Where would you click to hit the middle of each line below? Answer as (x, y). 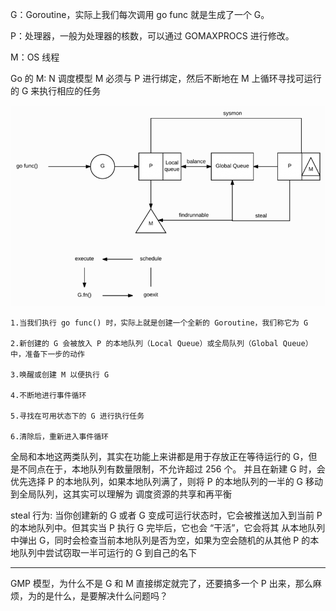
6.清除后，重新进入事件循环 (60, 437)
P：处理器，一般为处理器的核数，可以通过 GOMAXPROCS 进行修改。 (152, 36)
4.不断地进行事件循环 (48, 396)
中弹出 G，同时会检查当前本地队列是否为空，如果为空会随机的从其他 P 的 (160, 540)
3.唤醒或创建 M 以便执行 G (60, 375)
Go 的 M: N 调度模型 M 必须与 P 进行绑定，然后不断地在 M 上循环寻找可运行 (166, 78)
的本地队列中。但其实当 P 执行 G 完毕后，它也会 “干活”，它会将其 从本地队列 (168, 528)
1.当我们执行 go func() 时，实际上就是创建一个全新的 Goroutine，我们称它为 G (159, 323)
